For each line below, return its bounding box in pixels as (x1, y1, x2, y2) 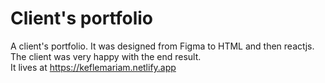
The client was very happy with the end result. (10, 50, 202, 62)
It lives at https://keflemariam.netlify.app (10, 61, 177, 73)
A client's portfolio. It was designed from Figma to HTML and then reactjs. (10, 40, 315, 52)
